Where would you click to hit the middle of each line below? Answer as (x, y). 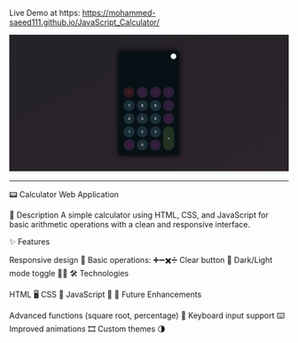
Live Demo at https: (45, 13)
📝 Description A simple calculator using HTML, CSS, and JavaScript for (139, 215)
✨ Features (30, 242)
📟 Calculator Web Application (64, 195)
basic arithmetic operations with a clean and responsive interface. (130, 225)
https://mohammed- (119, 13)
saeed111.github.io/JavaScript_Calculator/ (84, 22)
